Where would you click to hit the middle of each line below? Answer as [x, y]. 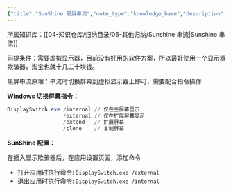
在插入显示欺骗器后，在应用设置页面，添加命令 [74, 158]
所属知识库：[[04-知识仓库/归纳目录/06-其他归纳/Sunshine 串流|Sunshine [112, 34]
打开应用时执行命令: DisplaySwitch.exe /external [88, 173]
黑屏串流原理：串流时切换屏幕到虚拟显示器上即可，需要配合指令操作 [104, 81]
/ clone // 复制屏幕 [94, 129]
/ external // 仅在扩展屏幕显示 [104, 115]
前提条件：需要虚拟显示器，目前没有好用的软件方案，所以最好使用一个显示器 [116, 58]
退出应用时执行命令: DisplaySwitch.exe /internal [88, 181]
